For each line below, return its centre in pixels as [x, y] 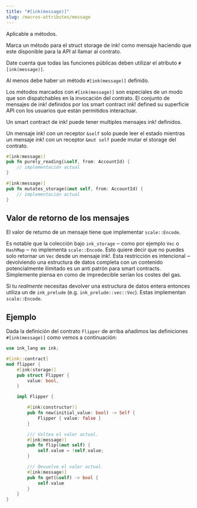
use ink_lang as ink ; [33, 348]
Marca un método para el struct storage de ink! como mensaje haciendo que [99, 45]
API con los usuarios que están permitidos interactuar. [72, 110]
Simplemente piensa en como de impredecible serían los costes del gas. [94, 275]
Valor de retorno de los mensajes [68, 218]
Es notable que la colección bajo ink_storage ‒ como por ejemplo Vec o [93, 244]
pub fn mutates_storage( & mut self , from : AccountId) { [75, 189]
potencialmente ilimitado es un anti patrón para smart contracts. [84, 268]
